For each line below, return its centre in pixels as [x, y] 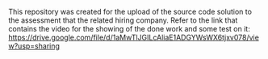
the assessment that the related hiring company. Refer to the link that [123, 20]
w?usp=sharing [34, 46]
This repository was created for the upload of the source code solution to [130, 12]
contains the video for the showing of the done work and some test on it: [129, 29]
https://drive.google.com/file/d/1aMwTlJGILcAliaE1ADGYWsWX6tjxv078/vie [134, 37]
